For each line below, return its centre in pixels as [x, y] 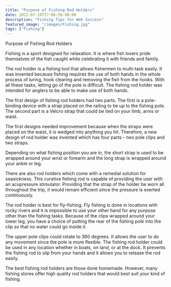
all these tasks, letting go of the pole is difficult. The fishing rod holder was [84, 85]
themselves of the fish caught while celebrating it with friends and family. [82, 59]
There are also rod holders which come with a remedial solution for [76, 174]
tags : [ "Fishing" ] [25, 29]
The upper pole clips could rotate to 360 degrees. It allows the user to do [82, 237]
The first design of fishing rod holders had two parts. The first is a [75, 101]
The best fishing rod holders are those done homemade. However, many [81, 268]
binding [13, 106]
